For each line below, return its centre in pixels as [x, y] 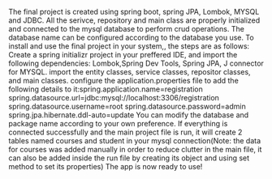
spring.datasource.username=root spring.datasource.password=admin [127, 106]
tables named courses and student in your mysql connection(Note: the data [135, 141]
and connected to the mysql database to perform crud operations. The [127, 29]
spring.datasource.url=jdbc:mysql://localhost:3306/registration [114, 98]
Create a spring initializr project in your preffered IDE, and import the [123, 55]
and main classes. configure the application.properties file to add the [124, 81]
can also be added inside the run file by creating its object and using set [129, 158]
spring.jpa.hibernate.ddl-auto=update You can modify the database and [129, 115]
